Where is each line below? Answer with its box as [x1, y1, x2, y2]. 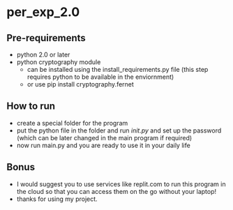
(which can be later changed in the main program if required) [16, 133, 193, 142]
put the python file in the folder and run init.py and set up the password [16, 126, 222, 135]
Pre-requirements [6, 32, 87, 44]
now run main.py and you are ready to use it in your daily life [16, 141, 191, 149]
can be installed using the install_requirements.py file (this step [27, 66, 209, 73]
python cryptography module [16, 58, 101, 66]
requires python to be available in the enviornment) [27, 73, 174, 81]
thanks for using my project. [16, 195, 98, 203]
